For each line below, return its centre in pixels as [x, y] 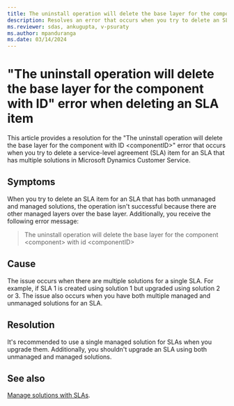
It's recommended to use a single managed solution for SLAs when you [110, 342]
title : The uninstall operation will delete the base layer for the [109, 14]
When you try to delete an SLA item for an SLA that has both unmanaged [111, 199]
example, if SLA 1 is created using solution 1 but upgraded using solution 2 [114, 288]
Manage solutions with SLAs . [49, 396]
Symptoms [31, 182]
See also [26, 378]
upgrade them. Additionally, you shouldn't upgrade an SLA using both [107, 349]
